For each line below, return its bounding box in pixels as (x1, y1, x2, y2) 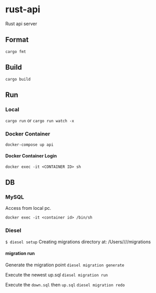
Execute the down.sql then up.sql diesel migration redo (5, 281, 125, 288)
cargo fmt (5, 49, 27, 54)
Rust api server (5, 21, 37, 27)
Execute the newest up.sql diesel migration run (5, 271, 108, 278)
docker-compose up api (5, 142, 54, 147)
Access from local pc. (5, 205, 52, 211)
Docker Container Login (5, 153, 57, 159)
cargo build (5, 76, 31, 82)
